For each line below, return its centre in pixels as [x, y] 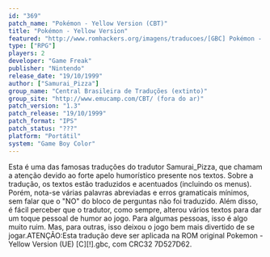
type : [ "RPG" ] [32, 46]
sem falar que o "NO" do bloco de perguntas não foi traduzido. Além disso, [133, 201]
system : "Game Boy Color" [52, 143]
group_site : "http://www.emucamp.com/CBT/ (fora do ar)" [106, 99]
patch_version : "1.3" [45, 106]
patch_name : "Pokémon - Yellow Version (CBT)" [88, 23]
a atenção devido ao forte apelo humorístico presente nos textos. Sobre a [131, 175]
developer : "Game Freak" [50, 61]
